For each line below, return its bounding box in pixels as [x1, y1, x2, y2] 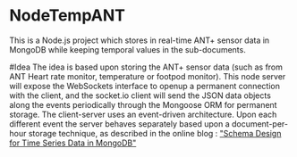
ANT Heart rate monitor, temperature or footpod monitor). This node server [9, 70, 286, 81]
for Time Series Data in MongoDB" [9, 137, 137, 148]
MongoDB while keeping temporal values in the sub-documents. [9, 44, 246, 54]
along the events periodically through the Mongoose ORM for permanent [9, 99, 277, 110]
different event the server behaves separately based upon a [9, 118, 230, 129]
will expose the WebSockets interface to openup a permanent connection [9, 80, 280, 91]
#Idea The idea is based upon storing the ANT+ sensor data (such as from [9, 62, 284, 72]
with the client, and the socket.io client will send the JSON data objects [9, 90, 271, 101]
